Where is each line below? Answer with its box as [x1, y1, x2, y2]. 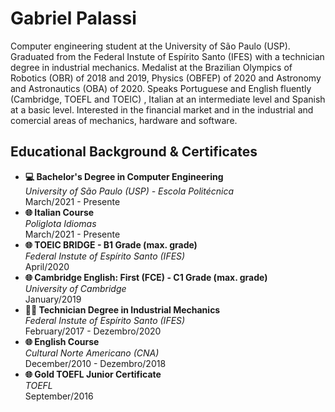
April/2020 [24, 260, 70, 272]
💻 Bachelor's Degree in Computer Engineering [24, 170, 224, 182]
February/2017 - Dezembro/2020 [24, 325, 162, 337]
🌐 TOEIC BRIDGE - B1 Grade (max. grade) [24, 238, 198, 251]
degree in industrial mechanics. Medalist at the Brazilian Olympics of [10, 61, 293, 73]
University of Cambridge [24, 282, 127, 294]
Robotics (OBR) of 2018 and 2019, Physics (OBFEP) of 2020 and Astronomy [10, 72, 322, 84]
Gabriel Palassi [10, 7, 137, 30]
